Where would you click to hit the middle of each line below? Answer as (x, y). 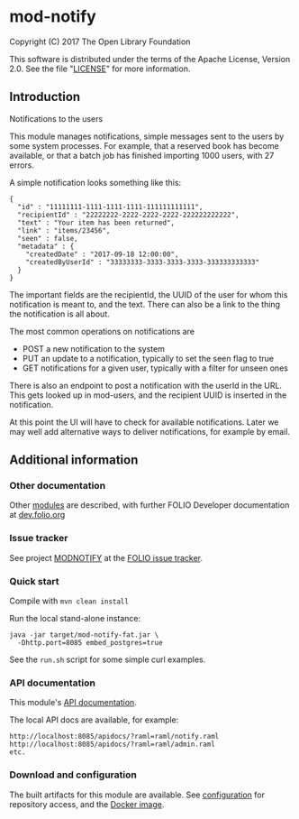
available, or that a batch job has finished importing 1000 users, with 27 (142, 155)
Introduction (45, 97)
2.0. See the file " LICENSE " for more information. (100, 69)
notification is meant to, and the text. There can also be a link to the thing (145, 304)
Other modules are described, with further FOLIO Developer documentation (149, 505)
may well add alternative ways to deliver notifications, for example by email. (150, 431)
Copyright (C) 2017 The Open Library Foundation (100, 41)
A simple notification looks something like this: (95, 182)
